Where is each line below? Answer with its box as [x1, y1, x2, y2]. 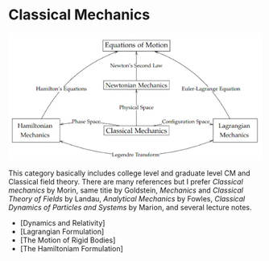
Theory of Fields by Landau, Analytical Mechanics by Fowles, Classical [8, 194, 246, 204]
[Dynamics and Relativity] [19, 218, 106, 228]
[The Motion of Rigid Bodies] [19, 235, 116, 245]
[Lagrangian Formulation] [19, 227, 105, 237]
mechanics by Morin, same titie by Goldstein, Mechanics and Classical [8, 185, 244, 195]
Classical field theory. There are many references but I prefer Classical [8, 177, 243, 187]
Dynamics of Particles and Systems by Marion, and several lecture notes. [8, 203, 252, 213]
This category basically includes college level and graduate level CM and [8, 168, 251, 178]
